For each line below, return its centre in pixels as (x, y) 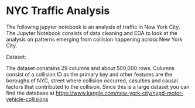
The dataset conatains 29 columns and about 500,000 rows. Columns (90, 68)
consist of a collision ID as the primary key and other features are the (89, 74)
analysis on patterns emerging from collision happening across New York (94, 39)
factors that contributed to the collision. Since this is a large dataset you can (98, 86)
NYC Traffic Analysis (58, 11)
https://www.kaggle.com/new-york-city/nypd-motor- (119, 93)
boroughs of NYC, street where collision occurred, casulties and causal (92, 81)
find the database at (30, 93)
